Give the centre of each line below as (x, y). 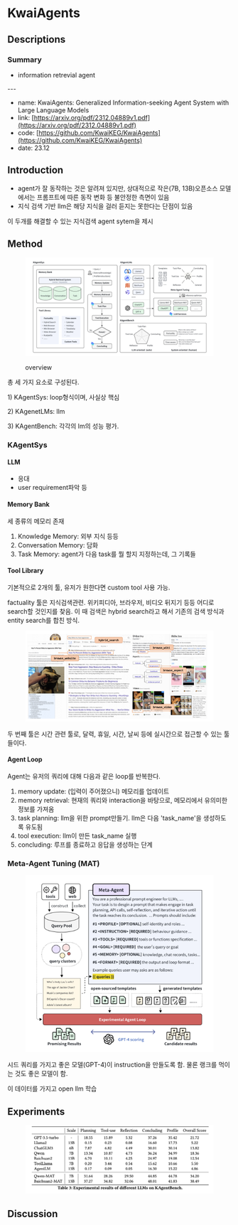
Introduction (36, 170)
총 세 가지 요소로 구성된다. (43, 383)
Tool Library (26, 571)
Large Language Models (53, 110)
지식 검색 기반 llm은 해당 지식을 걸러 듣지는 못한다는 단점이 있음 (105, 206)
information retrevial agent (56, 75)
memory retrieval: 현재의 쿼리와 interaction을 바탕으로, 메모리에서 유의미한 (123, 800)
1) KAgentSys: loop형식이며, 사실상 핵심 (64, 397)
